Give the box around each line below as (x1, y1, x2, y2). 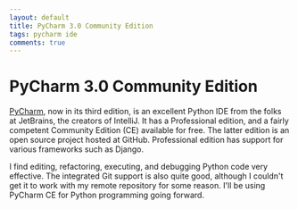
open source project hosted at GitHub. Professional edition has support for (9, 135, 284, 146)
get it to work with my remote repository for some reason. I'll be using (9, 180, 266, 191)
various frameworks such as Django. (9, 144, 145, 155)
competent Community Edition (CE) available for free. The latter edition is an (9, 125, 290, 136)
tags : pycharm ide (9, 29, 78, 38)
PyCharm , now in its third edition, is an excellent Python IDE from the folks (9, 106, 282, 117)
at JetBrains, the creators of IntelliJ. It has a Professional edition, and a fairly (9, 115, 290, 126)
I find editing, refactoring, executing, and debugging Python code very (9, 162, 269, 172)
